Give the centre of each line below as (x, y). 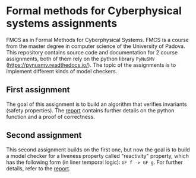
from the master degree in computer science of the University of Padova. (96, 46)
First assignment (38, 90)
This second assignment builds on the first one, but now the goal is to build (98, 150)
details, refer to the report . (38, 168)
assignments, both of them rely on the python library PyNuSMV (80, 59)
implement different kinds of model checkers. (62, 71)
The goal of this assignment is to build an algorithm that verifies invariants (97, 104)
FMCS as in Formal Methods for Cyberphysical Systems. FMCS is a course (97, 40)
